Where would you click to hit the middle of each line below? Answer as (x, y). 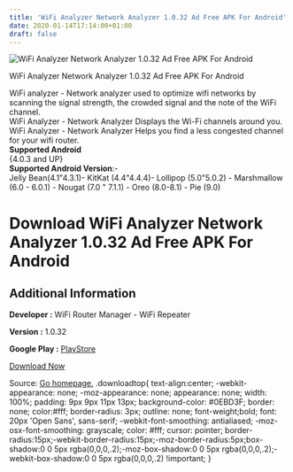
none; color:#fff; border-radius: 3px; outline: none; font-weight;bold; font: (143, 412)
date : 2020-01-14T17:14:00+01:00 (71, 26)
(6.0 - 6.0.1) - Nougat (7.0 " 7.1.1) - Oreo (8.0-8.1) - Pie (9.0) (115, 188)
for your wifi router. (44, 140)
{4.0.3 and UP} (36, 159)
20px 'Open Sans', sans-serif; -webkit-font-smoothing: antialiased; (131, 421)
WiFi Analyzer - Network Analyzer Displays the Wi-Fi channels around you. (146, 121)
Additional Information (73, 293)
